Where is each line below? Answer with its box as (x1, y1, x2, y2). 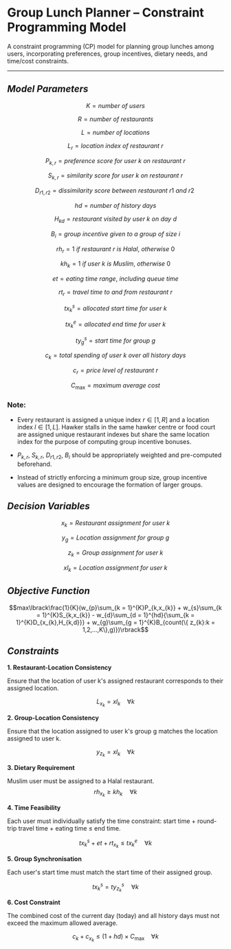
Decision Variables (7, 500, 91, 512)
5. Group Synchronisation (7, 855, 82, 863)
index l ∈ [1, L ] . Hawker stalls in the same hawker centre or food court (16, 423, 216, 431)
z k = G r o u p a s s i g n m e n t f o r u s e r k (67, 548, 164, 558)
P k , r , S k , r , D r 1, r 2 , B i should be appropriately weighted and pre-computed (16, 451, 222, 460)
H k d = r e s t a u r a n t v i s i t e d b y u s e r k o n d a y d (54, 215, 177, 224)
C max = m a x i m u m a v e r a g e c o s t (71, 381, 160, 391)
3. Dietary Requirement (7, 763, 75, 771)
